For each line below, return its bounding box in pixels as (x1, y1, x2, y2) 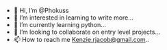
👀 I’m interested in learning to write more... (13, 14, 133, 22)
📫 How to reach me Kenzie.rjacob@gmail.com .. (13, 36, 149, 43)
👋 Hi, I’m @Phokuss (13, 7, 69, 14)
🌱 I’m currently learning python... (13, 21, 106, 28)
